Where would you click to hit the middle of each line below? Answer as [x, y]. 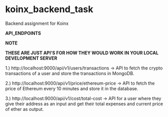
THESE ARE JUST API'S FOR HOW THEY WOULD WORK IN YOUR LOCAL [82, 53]
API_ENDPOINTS [23, 33]
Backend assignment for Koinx [37, 23]
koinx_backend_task [49, 9]
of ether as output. [24, 109]
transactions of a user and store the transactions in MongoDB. [70, 73]
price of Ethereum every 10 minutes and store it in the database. [72, 88]
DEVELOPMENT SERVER [31, 58]
